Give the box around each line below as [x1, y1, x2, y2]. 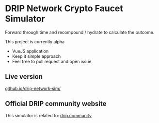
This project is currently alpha [5, 38, 64, 44]
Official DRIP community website [5, 100, 107, 108]
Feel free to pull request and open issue [12, 58, 92, 64]
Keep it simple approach [12, 53, 61, 59]
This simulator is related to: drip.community [5, 112, 92, 118]
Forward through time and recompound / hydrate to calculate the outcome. [5, 29, 155, 35]
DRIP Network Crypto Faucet [5, 3, 124, 14]
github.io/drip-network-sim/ [5, 86, 61, 91]
